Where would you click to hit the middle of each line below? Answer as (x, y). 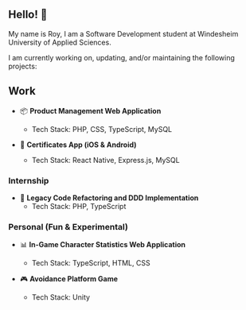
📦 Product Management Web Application (90, 110)
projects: (23, 66)
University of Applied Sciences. (60, 42)
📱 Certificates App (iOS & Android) (78, 145)
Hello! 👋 (28, 15)
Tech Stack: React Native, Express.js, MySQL (106, 160)
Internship (29, 180)
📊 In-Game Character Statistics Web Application (102, 245)
